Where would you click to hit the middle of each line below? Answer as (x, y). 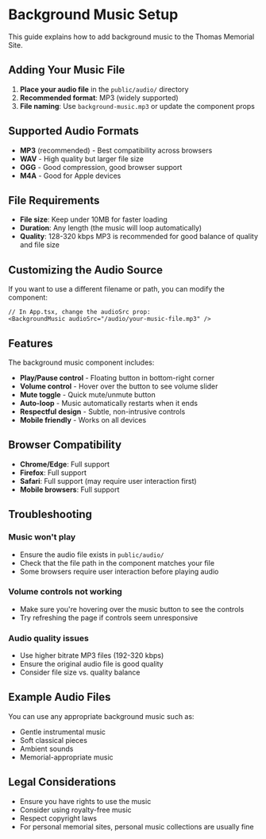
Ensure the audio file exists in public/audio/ (92, 555)
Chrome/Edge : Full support (64, 464)
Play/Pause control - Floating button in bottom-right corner (117, 378)
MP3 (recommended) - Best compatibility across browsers (116, 150)
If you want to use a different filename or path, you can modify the (116, 289)
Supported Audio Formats (73, 131)
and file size (39, 245)
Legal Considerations (62, 782)
